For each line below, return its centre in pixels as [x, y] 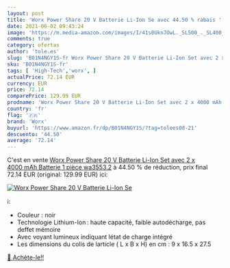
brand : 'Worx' [27, 121]
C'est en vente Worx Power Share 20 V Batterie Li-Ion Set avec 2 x [101, 160]
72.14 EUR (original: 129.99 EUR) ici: [57, 174]
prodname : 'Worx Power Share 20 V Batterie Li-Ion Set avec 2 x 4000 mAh [115, 103]
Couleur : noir [36, 215]
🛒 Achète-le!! [26, 258]
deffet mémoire [39, 230]
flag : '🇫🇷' [24, 115]
